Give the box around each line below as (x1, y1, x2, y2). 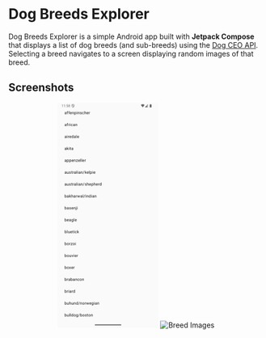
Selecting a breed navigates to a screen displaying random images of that (8, 49, 254, 58)
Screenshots (8, 81, 74, 95)
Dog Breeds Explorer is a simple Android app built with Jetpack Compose (8, 32, 255, 41)
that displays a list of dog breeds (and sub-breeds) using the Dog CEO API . (8, 40, 259, 49)
